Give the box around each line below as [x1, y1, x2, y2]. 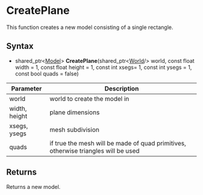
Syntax [6, 41, 34, 51]
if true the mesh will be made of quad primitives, [49, 139, 186, 147]
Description [105, 84, 139, 92]
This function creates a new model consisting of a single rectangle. [6, 24, 173, 31]
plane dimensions [49, 108, 100, 117]
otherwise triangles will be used [49, 146, 140, 155]
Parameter [11, 84, 42, 92]
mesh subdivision [49, 125, 100, 133]
